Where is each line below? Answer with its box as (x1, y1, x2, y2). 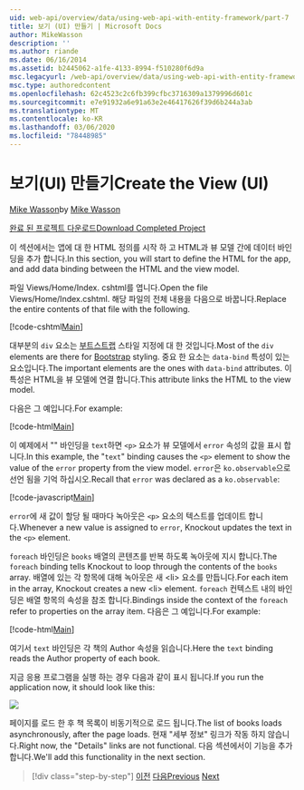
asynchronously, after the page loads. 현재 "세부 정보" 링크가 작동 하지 (9, 728, 266, 739)
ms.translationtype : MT (9, 106, 100, 115)
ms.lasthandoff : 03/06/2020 (9, 123, 116, 132)
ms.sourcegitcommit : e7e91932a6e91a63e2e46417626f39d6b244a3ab (9, 97, 253, 107)
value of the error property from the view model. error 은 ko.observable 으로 (9, 462, 291, 473)
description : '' (9, 38, 71, 48)
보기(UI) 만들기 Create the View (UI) (9, 173, 270, 194)
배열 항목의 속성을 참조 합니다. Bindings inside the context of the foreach (25, 594, 288, 605)
